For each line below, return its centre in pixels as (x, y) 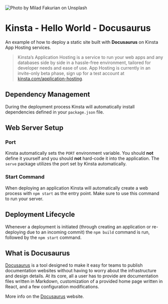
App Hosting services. (28, 47)
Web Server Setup (34, 128)
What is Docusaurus (38, 253)
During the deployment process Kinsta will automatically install (70, 106)
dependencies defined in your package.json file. (55, 112)
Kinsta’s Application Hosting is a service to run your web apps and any (90, 57)
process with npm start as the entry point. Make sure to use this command (82, 193)
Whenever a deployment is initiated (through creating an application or (78, 226)
